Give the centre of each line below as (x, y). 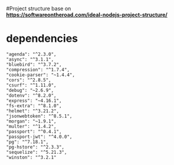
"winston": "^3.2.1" (32, 157)
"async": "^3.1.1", (30, 59)
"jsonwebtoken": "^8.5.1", (39, 116)
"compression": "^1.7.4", (38, 70)
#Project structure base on (39, 9)
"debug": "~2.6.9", (30, 90)
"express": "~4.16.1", (34, 100)
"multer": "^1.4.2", (32, 126)
